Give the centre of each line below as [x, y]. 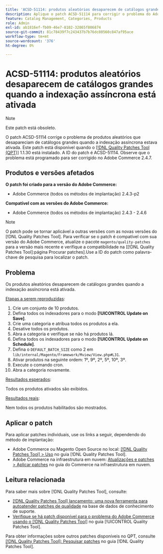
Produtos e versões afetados [50, 173]
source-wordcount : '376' [30, 41]
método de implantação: [30, 440]
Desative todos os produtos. [41, 329]
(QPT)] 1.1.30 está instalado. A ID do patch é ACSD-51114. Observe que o [78, 152]
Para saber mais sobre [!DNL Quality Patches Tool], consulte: [67, 491]
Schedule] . [24, 344]
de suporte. [24, 511]
